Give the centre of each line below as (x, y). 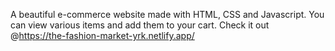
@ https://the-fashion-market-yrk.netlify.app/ (102, 35)
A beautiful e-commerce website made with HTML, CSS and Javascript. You (167, 14)
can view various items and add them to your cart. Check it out (140, 25)
